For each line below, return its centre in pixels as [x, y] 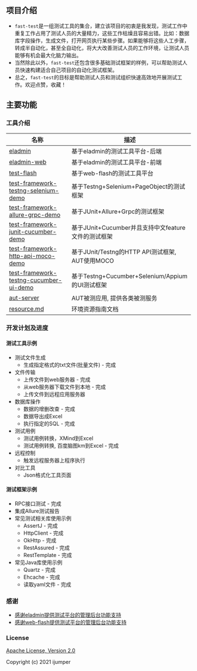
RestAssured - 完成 [47, 548]
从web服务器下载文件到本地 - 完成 [64, 387]
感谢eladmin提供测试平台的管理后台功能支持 [68, 615]
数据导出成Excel [43, 416]
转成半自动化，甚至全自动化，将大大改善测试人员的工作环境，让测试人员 [102, 48]
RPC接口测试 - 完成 [38, 504]
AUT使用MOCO [93, 260]
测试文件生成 [30, 357]
